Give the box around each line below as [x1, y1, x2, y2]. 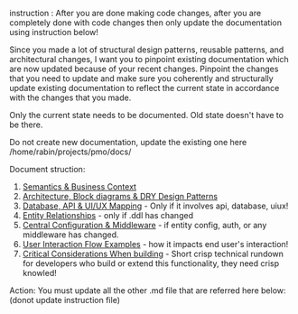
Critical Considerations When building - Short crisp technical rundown [22, 248, 284, 259]
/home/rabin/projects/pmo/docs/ [9, 146, 132, 157]
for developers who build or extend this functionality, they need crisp [22, 258, 280, 269]
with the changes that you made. [9, 92, 132, 103]
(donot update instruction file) [9, 295, 120, 305]
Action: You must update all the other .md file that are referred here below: [9, 285, 286, 296]
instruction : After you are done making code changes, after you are [9, 8, 262, 18]
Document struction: [9, 164, 86, 174]
